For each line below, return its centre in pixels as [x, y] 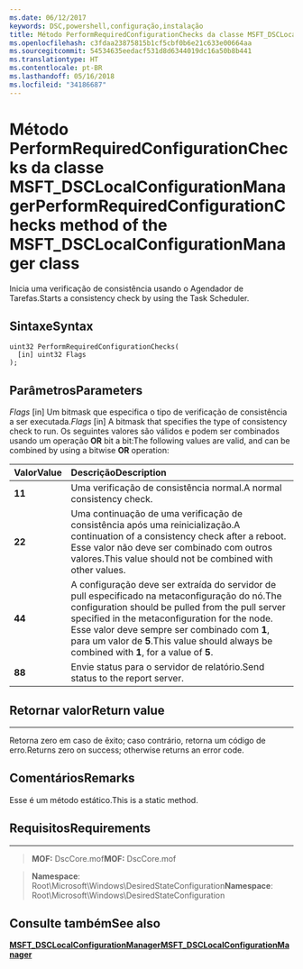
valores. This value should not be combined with [172, 559]
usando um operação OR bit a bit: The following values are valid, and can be [150, 441]
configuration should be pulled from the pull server [178, 608]
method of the [114, 225]
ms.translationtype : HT [54, 59]
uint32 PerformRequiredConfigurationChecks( [94, 347]
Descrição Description [119, 472]
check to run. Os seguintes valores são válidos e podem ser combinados [144, 431]
